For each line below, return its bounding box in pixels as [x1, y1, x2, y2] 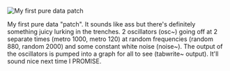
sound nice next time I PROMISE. [7, 57, 102, 65]
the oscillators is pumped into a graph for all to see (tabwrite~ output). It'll [7, 49, 219, 58]
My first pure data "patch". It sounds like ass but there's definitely [7, 20, 196, 28]
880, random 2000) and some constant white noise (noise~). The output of [7, 42, 223, 50]
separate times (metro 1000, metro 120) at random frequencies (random [7, 35, 214, 43]
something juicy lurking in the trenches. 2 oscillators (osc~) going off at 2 [7, 28, 218, 35]
